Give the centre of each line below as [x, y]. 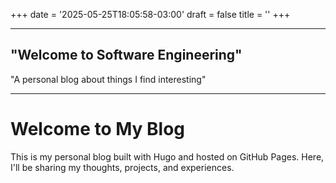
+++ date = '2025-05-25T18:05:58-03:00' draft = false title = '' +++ [150, 14]
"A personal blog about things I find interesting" [108, 79]
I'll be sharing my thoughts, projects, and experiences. [122, 167]
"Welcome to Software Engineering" [126, 55]
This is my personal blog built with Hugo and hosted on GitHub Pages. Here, [167, 156]
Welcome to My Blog [98, 129]
